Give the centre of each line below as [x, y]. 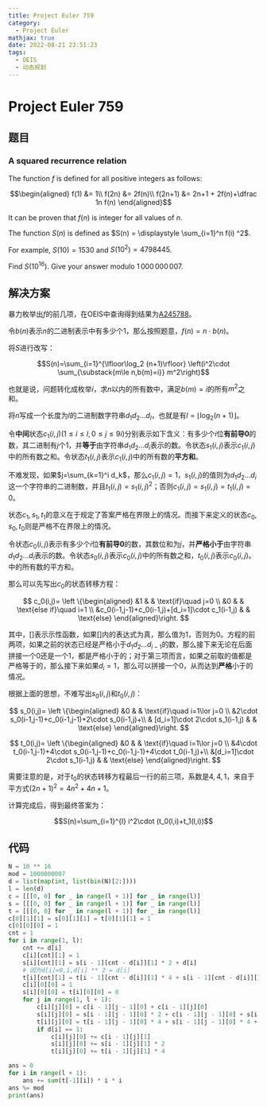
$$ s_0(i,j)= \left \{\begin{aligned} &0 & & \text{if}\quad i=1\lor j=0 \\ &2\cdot [133, 711]
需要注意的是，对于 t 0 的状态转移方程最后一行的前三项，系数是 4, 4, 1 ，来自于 [132, 778]
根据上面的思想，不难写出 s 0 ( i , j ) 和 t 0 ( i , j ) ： [75, 695]
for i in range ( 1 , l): [46, 941]
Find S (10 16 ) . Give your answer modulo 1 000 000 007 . [96, 265]
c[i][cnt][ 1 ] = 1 [51, 955]
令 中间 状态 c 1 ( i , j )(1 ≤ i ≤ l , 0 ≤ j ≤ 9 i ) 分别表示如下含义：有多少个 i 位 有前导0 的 [132, 435]
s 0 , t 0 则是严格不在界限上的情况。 [62, 527]
